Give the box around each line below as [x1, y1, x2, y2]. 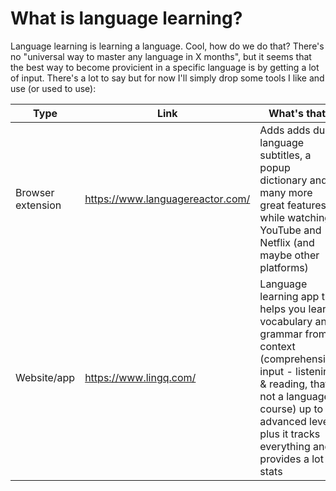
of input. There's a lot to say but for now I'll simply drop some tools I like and [10, 72, 325, 84]
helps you [259, 302, 307, 316]
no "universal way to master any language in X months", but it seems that [10, 50, 312, 62]
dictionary [259, 173, 308, 187]
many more [259, 185, 313, 199]
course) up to [259, 402, 324, 416]
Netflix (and [259, 235, 315, 249]
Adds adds [259, 123, 311, 137]
